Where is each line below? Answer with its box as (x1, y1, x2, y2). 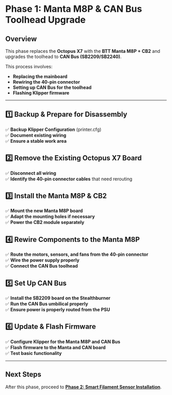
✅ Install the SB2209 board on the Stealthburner (5, 295, 111, 301)
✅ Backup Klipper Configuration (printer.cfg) (5, 126, 101, 133)
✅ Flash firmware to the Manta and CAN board (5, 344, 106, 350)
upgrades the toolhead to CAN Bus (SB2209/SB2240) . (5, 53, 122, 60)
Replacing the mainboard (12, 73, 68, 80)
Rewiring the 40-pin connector (12, 79, 80, 85)
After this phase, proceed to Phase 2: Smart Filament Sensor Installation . (5, 384, 162, 390)
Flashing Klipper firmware (12, 90, 70, 96)
